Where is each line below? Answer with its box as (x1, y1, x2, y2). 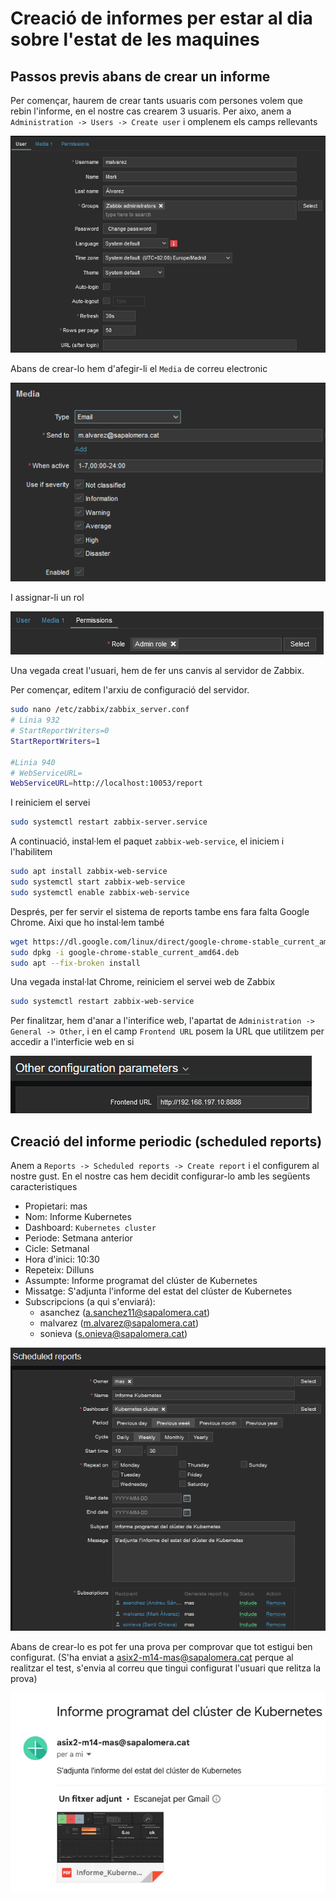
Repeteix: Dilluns (24, 1264, 95, 1276)
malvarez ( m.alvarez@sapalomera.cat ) (39, 1317, 200, 1329)
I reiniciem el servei (10, 797, 91, 809)
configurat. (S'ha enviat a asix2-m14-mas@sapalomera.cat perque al (10, 1651, 294, 1663)
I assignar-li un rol (10, 592, 85, 604)
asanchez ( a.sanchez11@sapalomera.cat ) (39, 1307, 211, 1319)
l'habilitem (10, 846, 53, 858)
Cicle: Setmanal (24, 1243, 90, 1255)
